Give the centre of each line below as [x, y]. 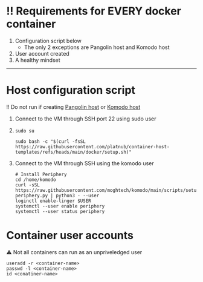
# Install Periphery [41, 174]
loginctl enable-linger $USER [53, 201]
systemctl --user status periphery [60, 211]
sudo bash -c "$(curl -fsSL [50, 141]
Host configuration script [71, 90]
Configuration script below [48, 41]
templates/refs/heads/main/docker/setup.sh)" [73, 152]
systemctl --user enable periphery [60, 206]
